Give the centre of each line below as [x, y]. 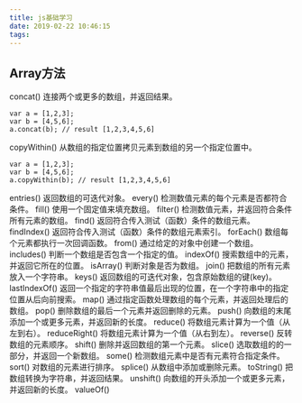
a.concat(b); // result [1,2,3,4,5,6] [82, 130]
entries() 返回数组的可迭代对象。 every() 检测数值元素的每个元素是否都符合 [148, 198]
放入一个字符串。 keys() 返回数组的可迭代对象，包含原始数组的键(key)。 [143, 277]
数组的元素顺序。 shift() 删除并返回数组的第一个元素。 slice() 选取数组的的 [146, 344]
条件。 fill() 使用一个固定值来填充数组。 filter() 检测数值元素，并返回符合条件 [151, 209]
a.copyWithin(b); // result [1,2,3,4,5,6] [90, 180]
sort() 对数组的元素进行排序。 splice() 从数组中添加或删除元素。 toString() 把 [151, 367]
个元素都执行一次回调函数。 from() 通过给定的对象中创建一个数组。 [134, 243]
